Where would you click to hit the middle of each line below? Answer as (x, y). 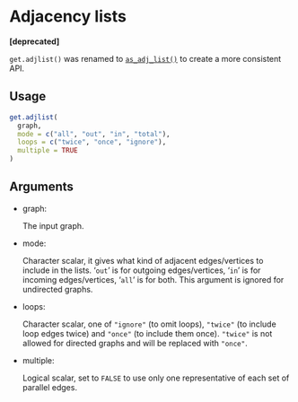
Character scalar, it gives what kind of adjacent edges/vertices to (143, 260)
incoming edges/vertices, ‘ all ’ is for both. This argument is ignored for (153, 279)
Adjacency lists (68, 17)
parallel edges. (50, 387)
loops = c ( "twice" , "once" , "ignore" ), (92, 142)
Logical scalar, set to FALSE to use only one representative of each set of (156, 378)
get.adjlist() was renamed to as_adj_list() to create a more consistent (145, 58)
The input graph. (53, 225)
